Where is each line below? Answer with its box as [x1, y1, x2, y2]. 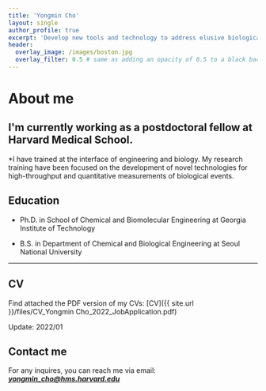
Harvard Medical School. [8, 133, 133, 147]
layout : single [8, 19, 59, 27]
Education [8, 194, 60, 208]
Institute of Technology [19, 223, 96, 233]
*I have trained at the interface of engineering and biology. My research [8, 154, 243, 164]
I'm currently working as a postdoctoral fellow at [8, 121, 253, 134]
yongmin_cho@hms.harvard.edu [8, 374, 120, 384]
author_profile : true [8, 26, 80, 34]
